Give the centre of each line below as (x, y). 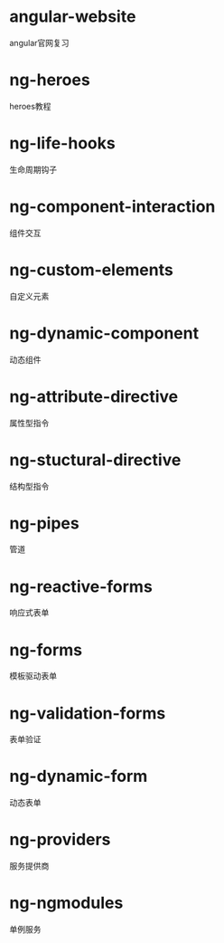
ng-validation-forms (88, 713)
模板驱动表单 (33, 676)
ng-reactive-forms (81, 586)
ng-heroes (50, 80)
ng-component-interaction (112, 206)
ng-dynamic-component (104, 333)
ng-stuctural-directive (95, 460)
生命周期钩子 (33, 169)
